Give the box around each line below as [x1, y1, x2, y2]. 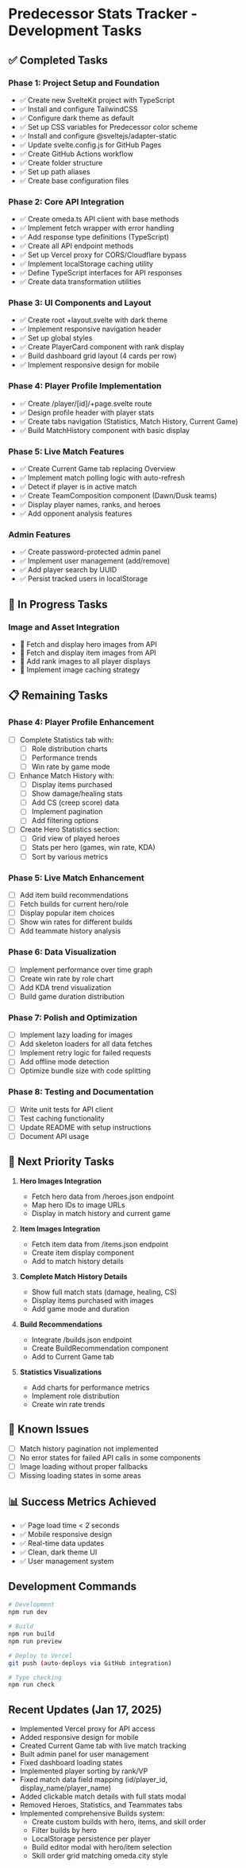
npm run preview [8, 1637, 62, 1645]
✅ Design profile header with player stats [19, 408, 155, 417]
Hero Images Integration [19, 1176, 102, 1186]
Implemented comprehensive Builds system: [19, 1808, 165, 1819]
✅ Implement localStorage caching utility [19, 259, 153, 269]
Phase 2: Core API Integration [8, 196, 125, 207]
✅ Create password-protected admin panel [19, 547, 161, 557]
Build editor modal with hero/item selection [31, 1843, 172, 1852]
